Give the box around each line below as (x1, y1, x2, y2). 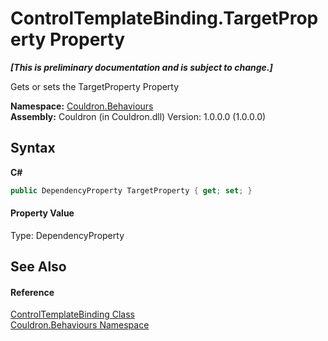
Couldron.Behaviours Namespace (10, 319, 150, 331)
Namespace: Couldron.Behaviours (10, 100, 154, 112)
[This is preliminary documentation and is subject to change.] (10, 61, 273, 73)
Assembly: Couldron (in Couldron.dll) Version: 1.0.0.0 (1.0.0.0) (10, 110, 267, 122)
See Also (10, 258, 67, 276)
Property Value (10, 207, 75, 219)
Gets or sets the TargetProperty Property (10, 80, 180, 92)
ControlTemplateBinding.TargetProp (10, 7, 319, 30)
